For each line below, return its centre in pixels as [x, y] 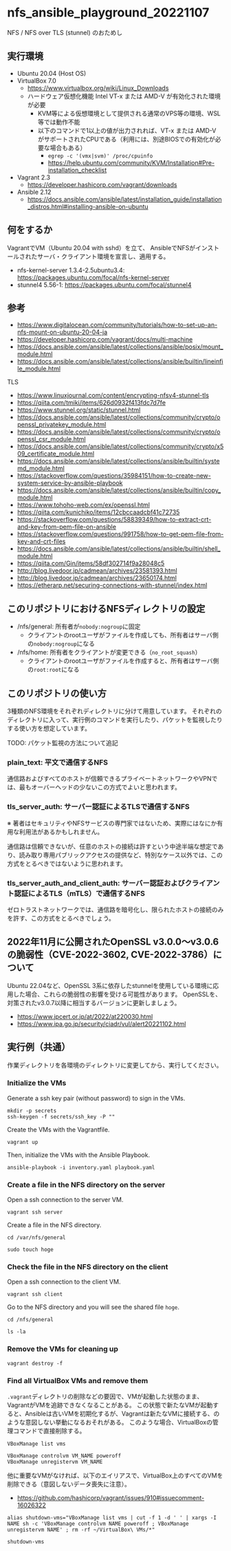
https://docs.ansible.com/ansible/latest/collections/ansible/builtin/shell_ [119, 549]
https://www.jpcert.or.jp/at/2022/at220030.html [85, 1016]
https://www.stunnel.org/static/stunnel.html [79, 410]
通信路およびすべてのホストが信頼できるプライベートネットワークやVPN [109, 779]
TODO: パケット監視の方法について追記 [63, 743]
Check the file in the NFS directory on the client [88, 1267]
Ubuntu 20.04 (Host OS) [52, 73]
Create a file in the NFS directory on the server [86, 1185]
